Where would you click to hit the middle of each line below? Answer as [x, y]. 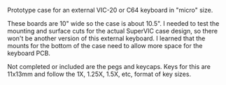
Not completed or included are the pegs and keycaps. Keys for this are [109, 67]
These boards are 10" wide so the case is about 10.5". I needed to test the [113, 23]
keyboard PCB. [29, 53]
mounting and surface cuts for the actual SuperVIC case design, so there [113, 31]
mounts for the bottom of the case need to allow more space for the [105, 46]
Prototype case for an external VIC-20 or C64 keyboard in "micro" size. [110, 10]
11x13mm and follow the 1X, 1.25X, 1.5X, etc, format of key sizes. [99, 74]
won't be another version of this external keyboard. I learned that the [106, 38]
